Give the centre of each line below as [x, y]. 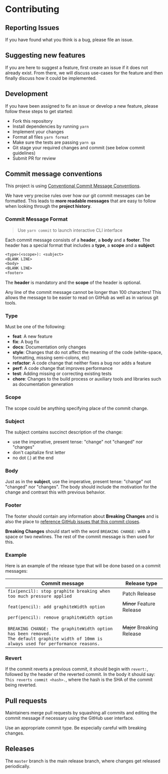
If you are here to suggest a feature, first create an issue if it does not [77, 67]
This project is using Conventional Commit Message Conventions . [73, 186]
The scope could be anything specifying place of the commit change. [77, 408]
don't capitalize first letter [39, 452]
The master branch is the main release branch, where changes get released [83, 761]
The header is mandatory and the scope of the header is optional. [73, 283]
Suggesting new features [45, 55]
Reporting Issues [32, 28]
